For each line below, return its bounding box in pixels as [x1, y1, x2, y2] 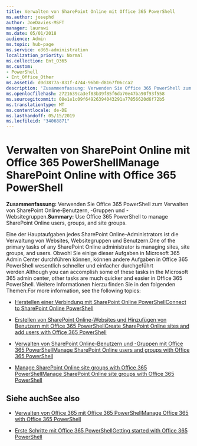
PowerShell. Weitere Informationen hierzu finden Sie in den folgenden [6, 281, 176, 288]
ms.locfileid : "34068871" [6, 118, 70, 124]
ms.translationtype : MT [6, 101, 65, 108]
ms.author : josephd [6, 14, 54, 20]
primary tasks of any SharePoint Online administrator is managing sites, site [6, 243, 190, 250]
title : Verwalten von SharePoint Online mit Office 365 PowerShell [6, 8, 176, 15]
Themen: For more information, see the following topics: [6, 287, 141, 295]
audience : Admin [6, 36, 46, 42]
